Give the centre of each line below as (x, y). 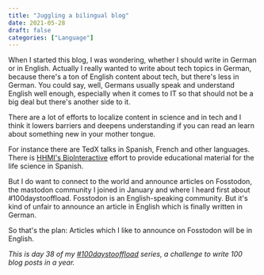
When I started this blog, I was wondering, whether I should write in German (132, 60)
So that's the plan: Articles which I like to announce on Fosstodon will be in (130, 231)
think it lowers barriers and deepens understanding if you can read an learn (132, 126)
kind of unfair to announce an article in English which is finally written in (126, 207)
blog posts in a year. (42, 262)
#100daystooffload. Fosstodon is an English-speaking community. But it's (128, 198)
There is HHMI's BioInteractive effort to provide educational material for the (131, 158)
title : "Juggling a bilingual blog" (69, 15)
